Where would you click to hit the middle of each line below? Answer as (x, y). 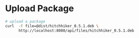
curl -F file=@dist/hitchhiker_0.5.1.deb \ (52, 26)
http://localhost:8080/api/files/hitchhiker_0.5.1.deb (76, 30)
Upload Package (40, 9)
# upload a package (25, 21)
